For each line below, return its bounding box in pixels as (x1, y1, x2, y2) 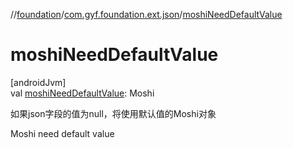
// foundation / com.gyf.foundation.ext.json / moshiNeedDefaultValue (10, 9, 283, 20)
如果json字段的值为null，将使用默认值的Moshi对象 (10, 107, 217, 119)
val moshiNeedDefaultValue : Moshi (10, 87, 155, 99)
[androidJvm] (10, 76, 67, 88)
